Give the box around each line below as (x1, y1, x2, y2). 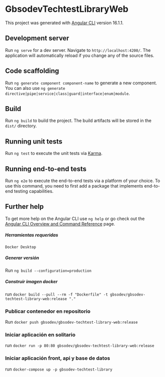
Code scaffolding (5, 67, 59, 75)
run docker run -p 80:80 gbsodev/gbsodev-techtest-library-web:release (5, 342, 154, 348)
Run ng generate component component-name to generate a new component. (5, 80, 158, 86)
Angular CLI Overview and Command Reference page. (5, 221, 115, 226)
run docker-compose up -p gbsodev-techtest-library (5, 366, 112, 372)
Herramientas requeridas (5, 232, 58, 238)
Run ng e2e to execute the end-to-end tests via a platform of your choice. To (5, 178, 161, 184)
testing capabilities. (14, 188, 54, 194)
